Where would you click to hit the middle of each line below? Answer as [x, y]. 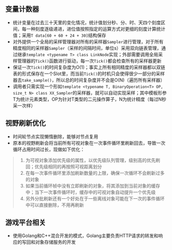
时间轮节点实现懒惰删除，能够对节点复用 [55, 137]
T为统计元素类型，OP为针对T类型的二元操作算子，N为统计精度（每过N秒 [89, 99]
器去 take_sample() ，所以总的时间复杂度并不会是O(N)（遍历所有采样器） [89, 80]
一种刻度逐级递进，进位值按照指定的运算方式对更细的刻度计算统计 [96, 29]
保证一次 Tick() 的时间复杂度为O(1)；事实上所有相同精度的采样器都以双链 [89, 67]
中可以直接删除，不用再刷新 [55, 205]
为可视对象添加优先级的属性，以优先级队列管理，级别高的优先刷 [93, 160]
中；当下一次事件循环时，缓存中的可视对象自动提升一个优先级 [91, 192]
